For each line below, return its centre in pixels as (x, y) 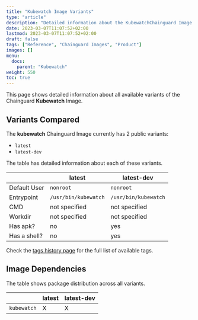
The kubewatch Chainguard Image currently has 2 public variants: (87, 133)
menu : (13, 56)
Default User (27, 187)
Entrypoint (24, 197)
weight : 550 (21, 72)
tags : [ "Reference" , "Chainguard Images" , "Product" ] (74, 45)
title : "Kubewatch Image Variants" (50, 12)
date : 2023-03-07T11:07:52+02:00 (47, 28)
